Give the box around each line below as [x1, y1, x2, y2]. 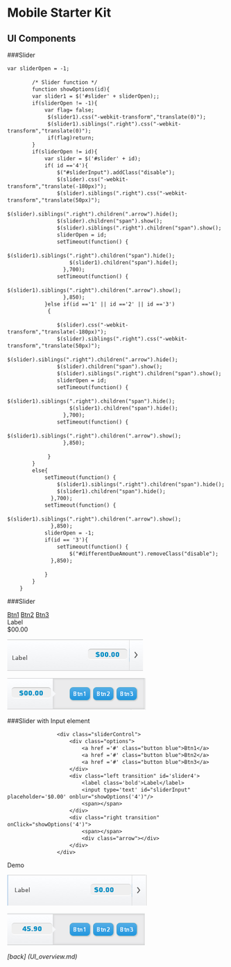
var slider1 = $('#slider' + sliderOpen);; [32, 93, 160, 100]
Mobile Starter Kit [7, 5, 112, 21]
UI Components [7, 33, 76, 44]
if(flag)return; [47, 134, 95, 141]
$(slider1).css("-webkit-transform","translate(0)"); [47, 114, 207, 121]
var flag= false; [44, 107, 95, 114]
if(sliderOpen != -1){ [32, 100, 98, 107]
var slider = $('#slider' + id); [44, 155, 141, 162]
